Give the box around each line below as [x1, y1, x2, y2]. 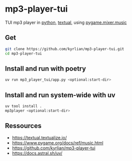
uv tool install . [5, 104, 42, 108]
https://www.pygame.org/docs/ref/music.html [12, 140, 103, 145]
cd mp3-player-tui [5, 51, 42, 56]
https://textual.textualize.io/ [12, 135, 67, 141]
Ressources [5, 122, 42, 130]
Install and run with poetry [5, 64, 86, 72]
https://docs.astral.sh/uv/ [12, 150, 63, 156]
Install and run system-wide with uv [5, 91, 116, 99]
